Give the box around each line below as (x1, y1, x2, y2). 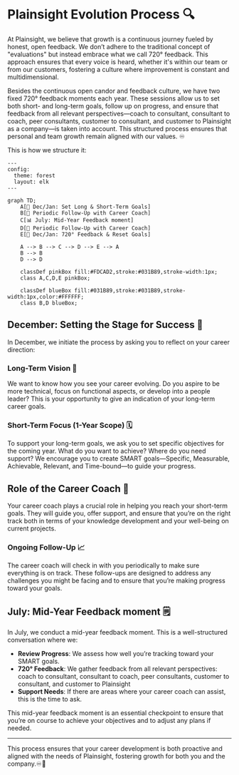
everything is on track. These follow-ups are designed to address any (7, 569, 211, 578)
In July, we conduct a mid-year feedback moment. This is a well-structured (7, 628, 228, 637)
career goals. (7, 402, 46, 411)
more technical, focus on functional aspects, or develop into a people (7, 387, 211, 396)
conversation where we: (7, 636, 78, 645)
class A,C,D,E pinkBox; (20, 274, 91, 282)
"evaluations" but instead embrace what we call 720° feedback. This (7, 50, 208, 58)
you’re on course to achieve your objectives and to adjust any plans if (7, 717, 211, 725)
